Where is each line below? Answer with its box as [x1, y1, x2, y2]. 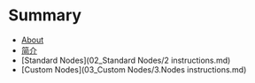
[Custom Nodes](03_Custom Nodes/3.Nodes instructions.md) [20, 64, 247, 75]
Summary [8, 5, 81, 26]
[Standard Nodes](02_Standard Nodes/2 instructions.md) [20, 55, 231, 65]
